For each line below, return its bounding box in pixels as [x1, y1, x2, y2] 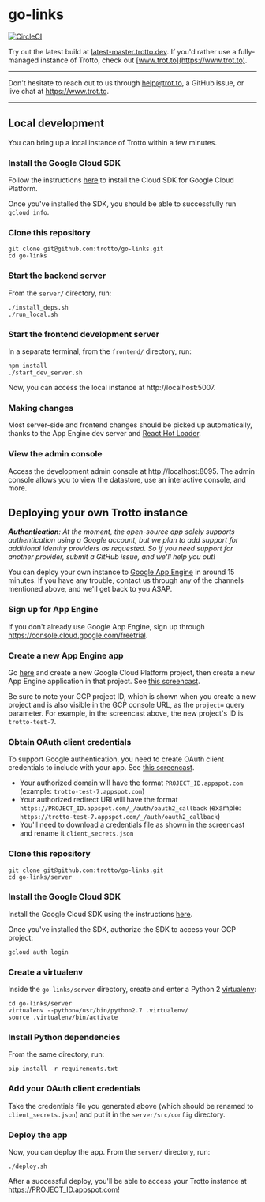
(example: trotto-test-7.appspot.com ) [19, 787, 145, 796]
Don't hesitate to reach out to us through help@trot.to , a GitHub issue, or [8, 77, 244, 88]
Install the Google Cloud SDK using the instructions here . [8, 909, 193, 918]
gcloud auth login [8, 948, 69, 956]
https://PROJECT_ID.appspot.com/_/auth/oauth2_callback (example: [19, 803, 241, 813]
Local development [8, 117, 105, 130]
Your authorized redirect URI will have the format [19, 795, 179, 805]
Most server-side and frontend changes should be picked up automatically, [8, 420, 252, 430]
